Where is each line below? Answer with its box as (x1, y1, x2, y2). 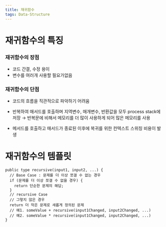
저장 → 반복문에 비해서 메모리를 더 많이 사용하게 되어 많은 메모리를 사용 (12, 115, 151, 121)
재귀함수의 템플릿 (5, 151, 72, 162)
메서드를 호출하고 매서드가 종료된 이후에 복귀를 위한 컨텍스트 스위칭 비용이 (12, 125, 156, 132)
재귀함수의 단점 (5, 85, 40, 92)
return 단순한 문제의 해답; (14, 183, 64, 189)
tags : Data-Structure (5, 12, 50, 17)
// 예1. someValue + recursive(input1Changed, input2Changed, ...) (9, 208, 152, 213)
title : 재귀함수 (5, 7, 35, 12)
